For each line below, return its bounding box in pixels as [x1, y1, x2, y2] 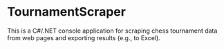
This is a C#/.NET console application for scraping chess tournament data [7, 27, 218, 35]
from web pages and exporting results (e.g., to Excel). [7, 33, 160, 42]
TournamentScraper [7, 4, 127, 20]
